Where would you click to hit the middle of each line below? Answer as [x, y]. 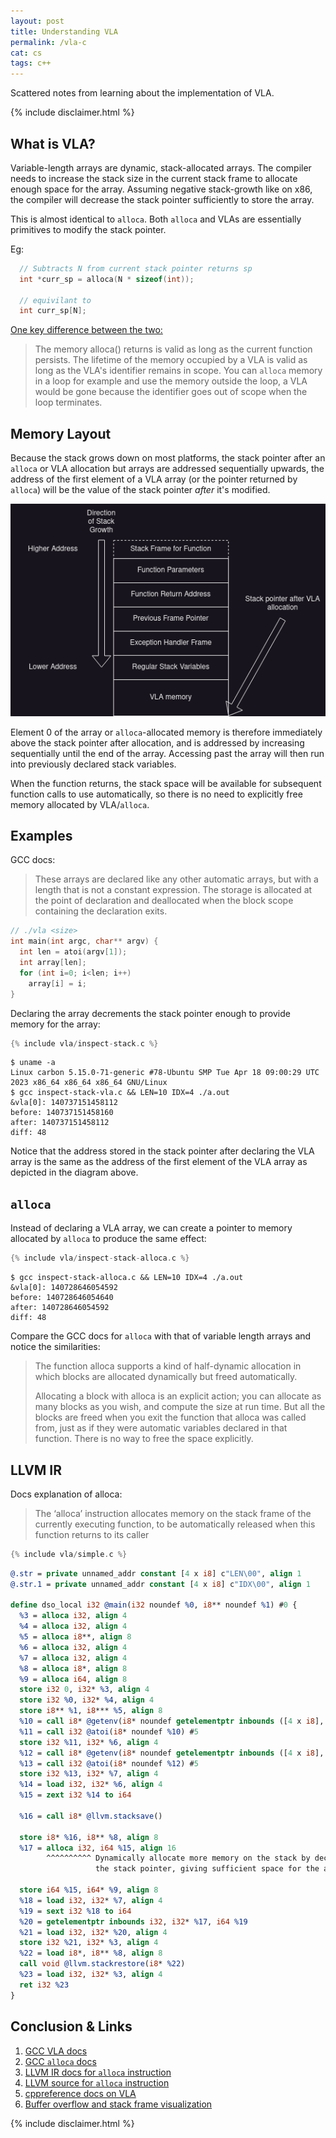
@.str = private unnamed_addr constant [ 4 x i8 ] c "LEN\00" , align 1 [156, 1573]
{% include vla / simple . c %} [69, 1554]
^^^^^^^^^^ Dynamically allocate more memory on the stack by [178, 1858]
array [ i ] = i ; [57, 983]
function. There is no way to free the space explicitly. [144, 1439]
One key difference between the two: [86, 330]
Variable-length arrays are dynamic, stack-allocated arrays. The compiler [161, 167]
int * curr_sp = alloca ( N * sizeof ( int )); [107, 279]
